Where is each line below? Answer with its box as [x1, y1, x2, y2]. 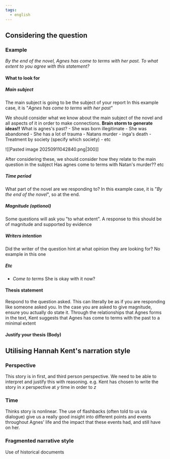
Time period [5, 173, 31, 179]
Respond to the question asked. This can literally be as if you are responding [5, 298, 165, 304]
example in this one [5, 251, 46, 257]
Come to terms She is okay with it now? [12, 275, 95, 281]
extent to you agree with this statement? [5, 63, 90, 69]
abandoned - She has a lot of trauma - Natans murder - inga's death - [5, 131, 151, 137]
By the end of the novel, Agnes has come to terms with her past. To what [5, 58, 158, 64]
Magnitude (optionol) [5, 203, 52, 209]
